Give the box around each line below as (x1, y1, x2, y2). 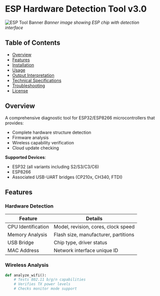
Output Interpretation (12, 72, 54, 78)
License (12, 87, 28, 93)
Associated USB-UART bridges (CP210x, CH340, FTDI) (12, 174, 123, 180)
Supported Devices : (5, 154, 46, 160)
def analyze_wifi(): (5, 273, 47, 278)
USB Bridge (7, 239, 34, 246)
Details (86, 215, 103, 222)
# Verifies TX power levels (14, 282, 71, 287)
